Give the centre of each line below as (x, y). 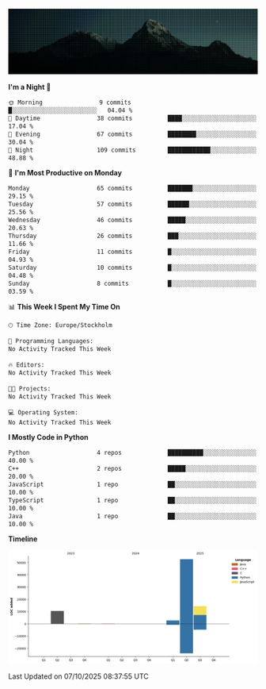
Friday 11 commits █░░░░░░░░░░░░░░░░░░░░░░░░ (133, 252)
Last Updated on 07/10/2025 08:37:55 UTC (78, 676)
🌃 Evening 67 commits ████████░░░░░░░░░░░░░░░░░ (133, 134)
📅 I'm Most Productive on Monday (65, 172)
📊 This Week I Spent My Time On (64, 306)
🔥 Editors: (27, 365)
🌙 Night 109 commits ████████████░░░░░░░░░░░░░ (133, 150)
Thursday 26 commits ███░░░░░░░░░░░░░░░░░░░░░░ (133, 236)
